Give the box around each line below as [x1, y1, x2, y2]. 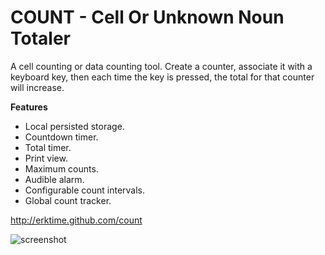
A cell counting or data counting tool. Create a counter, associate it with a [10, 60, 313, 72]
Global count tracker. [24, 194, 112, 206]
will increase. [10, 81, 65, 93]
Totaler [10, 27, 71, 50]
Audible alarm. [24, 173, 85, 185]
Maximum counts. [24, 162, 99, 175]
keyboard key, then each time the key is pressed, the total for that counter [10, 71, 315, 83]
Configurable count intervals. [24, 184, 146, 196]
